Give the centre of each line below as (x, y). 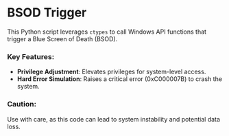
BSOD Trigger (47, 13)
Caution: (22, 104)
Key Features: (31, 56)
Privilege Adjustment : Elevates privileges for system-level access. (111, 72)
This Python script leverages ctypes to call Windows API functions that (107, 32)
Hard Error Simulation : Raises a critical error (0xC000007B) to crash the (120, 79)
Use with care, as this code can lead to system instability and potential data (114, 119)
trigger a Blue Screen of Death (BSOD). (62, 38)
